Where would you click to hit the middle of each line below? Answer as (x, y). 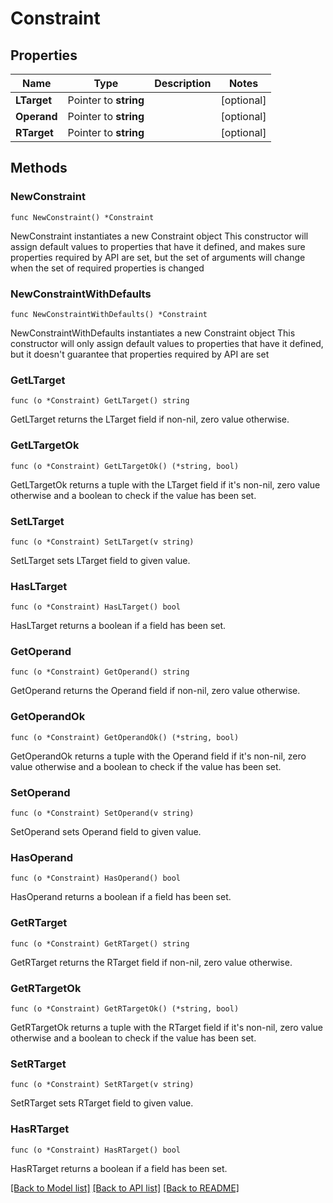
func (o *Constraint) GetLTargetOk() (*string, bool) (125, 466)
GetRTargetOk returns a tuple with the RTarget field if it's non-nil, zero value (167, 1027)
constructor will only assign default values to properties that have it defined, (167, 343)
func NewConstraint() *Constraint (82, 217)
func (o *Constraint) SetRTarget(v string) (102, 1085)
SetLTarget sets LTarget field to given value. (100, 560)
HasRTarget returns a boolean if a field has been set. (119, 1168)
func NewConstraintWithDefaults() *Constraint (109, 314)
